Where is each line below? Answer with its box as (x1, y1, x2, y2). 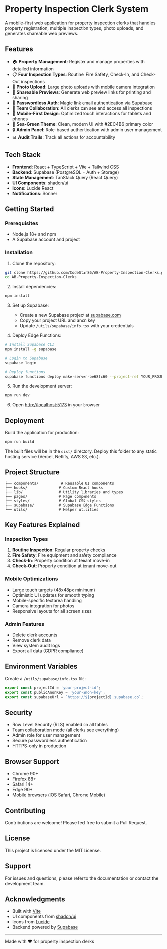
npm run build (5, 439, 35, 444)
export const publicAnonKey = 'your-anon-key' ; (5, 690, 106, 695)
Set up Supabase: (12, 302, 49, 308)
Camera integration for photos (12, 603, 75, 609)
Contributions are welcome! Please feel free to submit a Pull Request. (5, 819, 147, 825)
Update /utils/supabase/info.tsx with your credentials (19, 323, 134, 329)
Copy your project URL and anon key (19, 317, 95, 323)
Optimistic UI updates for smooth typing (12, 592, 94, 598)
